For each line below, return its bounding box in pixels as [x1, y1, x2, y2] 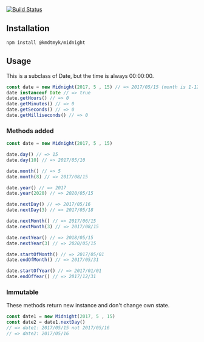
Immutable [6, 288, 39, 296]
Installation [6, 23, 50, 33]
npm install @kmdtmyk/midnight [6, 40, 86, 46]
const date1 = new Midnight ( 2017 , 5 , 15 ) [6, 313, 115, 319]
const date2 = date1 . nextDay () [6, 319, 86, 326]
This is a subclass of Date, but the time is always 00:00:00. [6, 72, 154, 79]
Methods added [6, 127, 54, 135]
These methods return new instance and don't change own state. [6, 302, 170, 309]
